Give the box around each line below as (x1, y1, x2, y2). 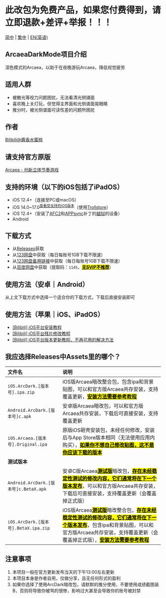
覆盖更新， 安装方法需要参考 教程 (62, 393, 137, 400)
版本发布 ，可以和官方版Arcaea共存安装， (62, 482, 159, 489)
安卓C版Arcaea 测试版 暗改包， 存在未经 (62, 467, 152, 474)
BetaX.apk (23, 486, 47, 492)
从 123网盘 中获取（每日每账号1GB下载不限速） (12, 252, 105, 258)
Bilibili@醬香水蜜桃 (5, 137, 43, 143)
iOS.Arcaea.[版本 (7, 435, 47, 441)
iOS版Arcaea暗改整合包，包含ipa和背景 (62, 378, 154, 385)
